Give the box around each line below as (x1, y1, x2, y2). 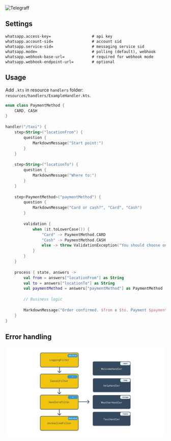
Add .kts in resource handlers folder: (5, 87, 84, 93)
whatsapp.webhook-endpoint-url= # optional (5, 59, 115, 64)
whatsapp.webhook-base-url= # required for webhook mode (5, 54, 154, 59)
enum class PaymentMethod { (5, 103, 65, 108)
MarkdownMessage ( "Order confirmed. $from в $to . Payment (23, 307, 147, 313)
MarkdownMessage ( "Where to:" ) (32, 173, 97, 178)
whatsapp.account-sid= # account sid (5, 39, 122, 44)
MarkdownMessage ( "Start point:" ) (32, 141, 103, 146)
